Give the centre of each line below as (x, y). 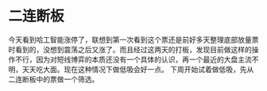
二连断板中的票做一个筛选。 (54, 79)
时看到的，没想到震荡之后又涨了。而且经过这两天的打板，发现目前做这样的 (130, 49)
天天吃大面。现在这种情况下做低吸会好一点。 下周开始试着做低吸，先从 (138, 69)
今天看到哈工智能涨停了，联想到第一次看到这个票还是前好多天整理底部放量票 (133, 40)
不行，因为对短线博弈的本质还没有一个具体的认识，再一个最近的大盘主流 (133, 59)
